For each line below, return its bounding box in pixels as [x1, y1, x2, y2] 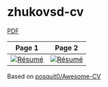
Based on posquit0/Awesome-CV [7, 72, 101, 80]
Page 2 [55, 42, 79, 52]
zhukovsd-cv [7, 4, 84, 20]
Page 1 [15, 42, 39, 52]
